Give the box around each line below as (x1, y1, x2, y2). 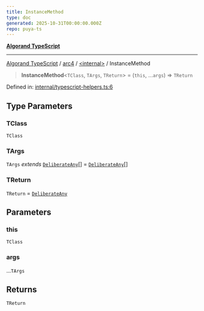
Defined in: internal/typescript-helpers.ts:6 (6, 83, 114, 91)
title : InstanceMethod (6, 8, 64, 15)
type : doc (6, 15, 32, 21)
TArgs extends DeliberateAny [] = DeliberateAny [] (6, 161, 128, 168)
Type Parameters (6, 101, 73, 111)
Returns (6, 284, 38, 295)
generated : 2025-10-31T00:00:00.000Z (6, 20, 102, 26)
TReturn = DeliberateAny (6, 189, 68, 197)
